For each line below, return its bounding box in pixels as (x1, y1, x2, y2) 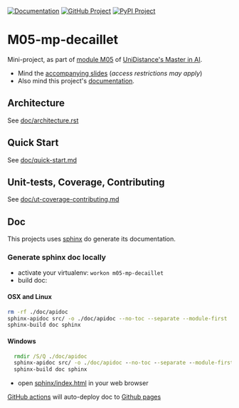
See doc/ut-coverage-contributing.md (7, 195, 119, 204)
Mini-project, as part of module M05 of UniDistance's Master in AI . (7, 55, 203, 63)
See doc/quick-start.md (7, 155, 77, 164)
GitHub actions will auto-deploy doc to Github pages (7, 392, 161, 402)
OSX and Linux (7, 293, 52, 301)
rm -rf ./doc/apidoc (7, 308, 69, 315)
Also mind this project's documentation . (17, 76, 135, 85)
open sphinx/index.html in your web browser (17, 379, 149, 387)
